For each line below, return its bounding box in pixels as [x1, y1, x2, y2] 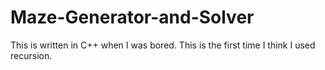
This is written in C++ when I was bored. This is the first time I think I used [10, 39, 316, 51]
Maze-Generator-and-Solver [10, 6, 255, 29]
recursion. [10, 49, 53, 61]
